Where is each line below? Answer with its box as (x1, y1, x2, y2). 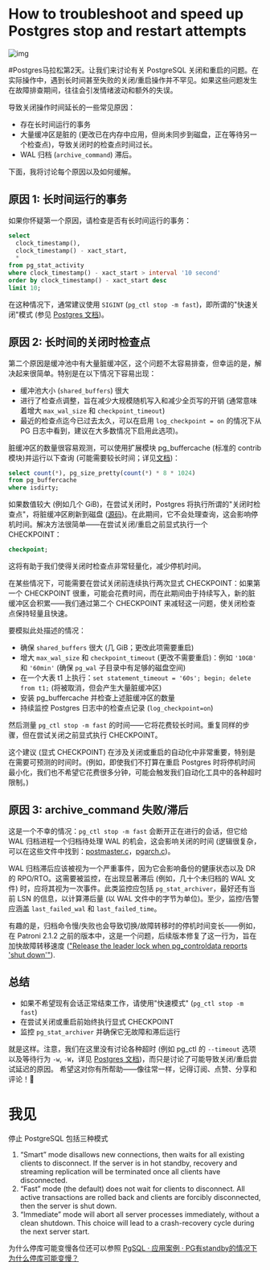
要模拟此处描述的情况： (8, 625, 86, 636)
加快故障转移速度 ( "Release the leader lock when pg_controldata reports (8, 941, 247, 950)
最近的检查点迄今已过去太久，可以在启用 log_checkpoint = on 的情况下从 (19, 415, 262, 425)
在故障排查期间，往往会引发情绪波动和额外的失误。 (8, 85, 178, 95)
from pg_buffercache (8, 476, 78, 484)
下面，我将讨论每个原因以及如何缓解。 (8, 167, 135, 176)
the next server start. (19, 1227, 90, 1236)
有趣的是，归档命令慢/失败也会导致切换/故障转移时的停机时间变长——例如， (8, 921, 260, 930)
